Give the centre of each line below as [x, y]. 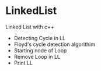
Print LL [23, 63]
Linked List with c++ [30, 27]
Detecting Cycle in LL [40, 38]
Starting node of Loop [40, 50]
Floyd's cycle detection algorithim [55, 44]
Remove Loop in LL [37, 56]
